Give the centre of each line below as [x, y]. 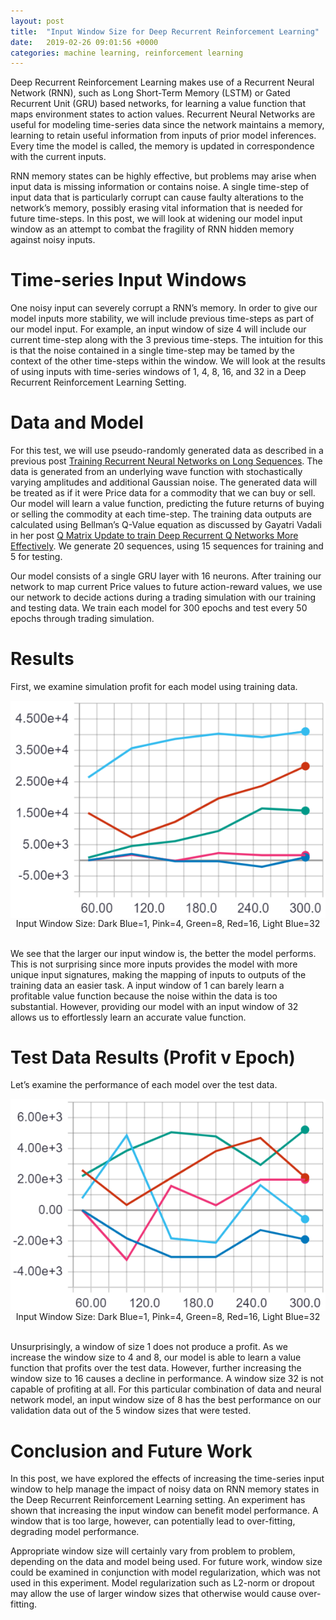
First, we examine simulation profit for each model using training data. [154, 687]
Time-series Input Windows [128, 280]
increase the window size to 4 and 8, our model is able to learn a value [156, 1357]
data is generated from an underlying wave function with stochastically [156, 472]
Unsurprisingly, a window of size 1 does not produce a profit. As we [149, 1347]
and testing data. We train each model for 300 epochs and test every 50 [159, 608]
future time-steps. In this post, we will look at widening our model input [156, 219]
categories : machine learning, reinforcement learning [127, 53]
